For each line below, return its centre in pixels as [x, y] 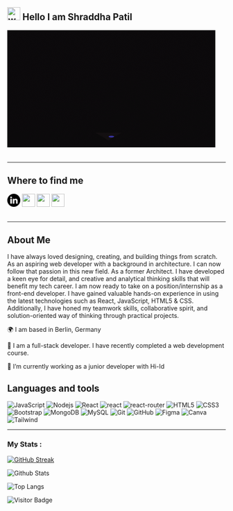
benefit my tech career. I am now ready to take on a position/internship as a [115, 286]
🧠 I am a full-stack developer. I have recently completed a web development [116, 346]
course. [18, 353]
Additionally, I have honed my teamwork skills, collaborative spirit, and [107, 308]
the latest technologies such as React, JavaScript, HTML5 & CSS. [101, 301]
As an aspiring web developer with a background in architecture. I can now [114, 264]
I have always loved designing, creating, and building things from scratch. [112, 257]
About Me [29, 240]
